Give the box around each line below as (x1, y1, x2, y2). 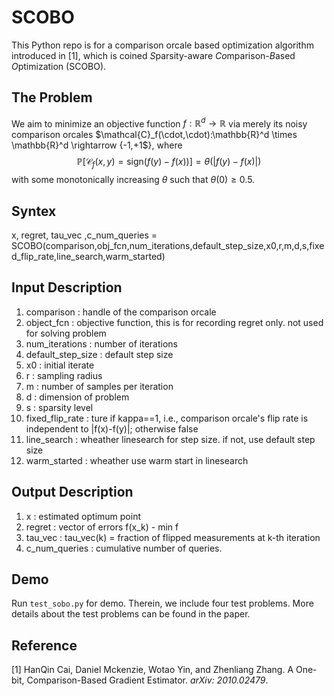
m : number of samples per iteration (25, 380, 174, 392)
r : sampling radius (25, 369, 103, 381)
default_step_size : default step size (25, 348, 174, 360)
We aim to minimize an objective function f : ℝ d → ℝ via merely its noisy (11, 116, 308, 130)
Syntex (11, 202, 57, 220)
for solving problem (25, 327, 107, 339)
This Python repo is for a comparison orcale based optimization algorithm (11, 39, 314, 51)
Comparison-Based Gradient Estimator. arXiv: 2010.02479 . (26, 674, 269, 686)
